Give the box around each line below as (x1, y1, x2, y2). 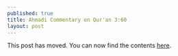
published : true (7, 10, 53, 17)
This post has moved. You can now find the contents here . (7, 42, 172, 50)
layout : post (7, 23, 44, 29)
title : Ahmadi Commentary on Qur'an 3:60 (7, 16, 127, 23)
